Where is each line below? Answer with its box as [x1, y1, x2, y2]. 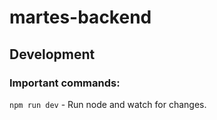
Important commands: [9, 76, 121, 90]
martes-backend [9, 6, 152, 29]
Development [9, 46, 96, 63]
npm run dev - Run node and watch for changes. [9, 98, 207, 110]
